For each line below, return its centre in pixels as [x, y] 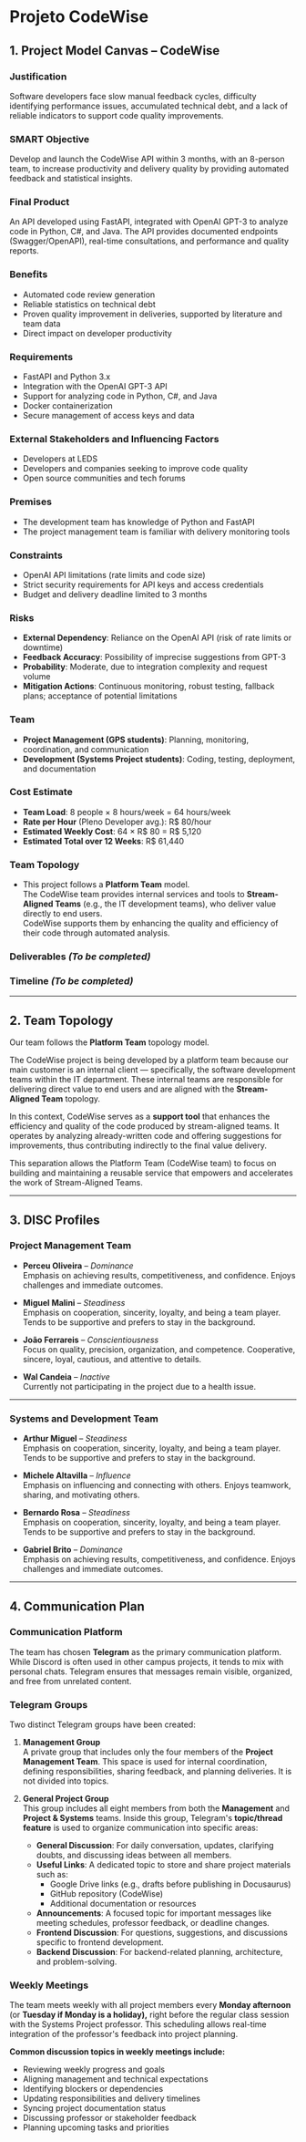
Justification [38, 77]
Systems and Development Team [84, 1418]
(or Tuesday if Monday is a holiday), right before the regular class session [149, 2015]
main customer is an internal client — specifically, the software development [153, 1070]
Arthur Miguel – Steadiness [75, 1439]
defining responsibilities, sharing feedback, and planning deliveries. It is [157, 1772]
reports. [24, 251]
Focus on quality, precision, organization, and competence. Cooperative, [159, 1349]
